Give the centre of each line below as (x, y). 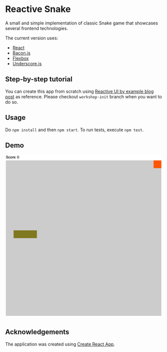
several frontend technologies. (37, 28)
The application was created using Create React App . (60, 344)
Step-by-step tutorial (39, 79)
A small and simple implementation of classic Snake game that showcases (82, 23)
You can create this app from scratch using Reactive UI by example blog (79, 91)
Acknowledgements (37, 332)
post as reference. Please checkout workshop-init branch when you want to (84, 96)
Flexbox (20, 58)
